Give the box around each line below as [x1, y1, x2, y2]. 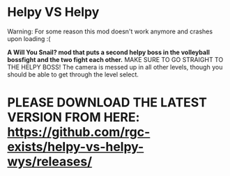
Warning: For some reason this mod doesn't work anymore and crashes [7, 27, 213, 35]
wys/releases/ [7, 154, 93, 170]
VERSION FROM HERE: [7, 109, 140, 125]
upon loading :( [7, 34, 51, 42]
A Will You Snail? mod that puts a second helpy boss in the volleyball [7, 48, 210, 56]
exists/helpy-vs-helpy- [7, 139, 144, 155]
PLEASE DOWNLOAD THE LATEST [7, 95, 208, 111]
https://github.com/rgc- [7, 125, 151, 140]
